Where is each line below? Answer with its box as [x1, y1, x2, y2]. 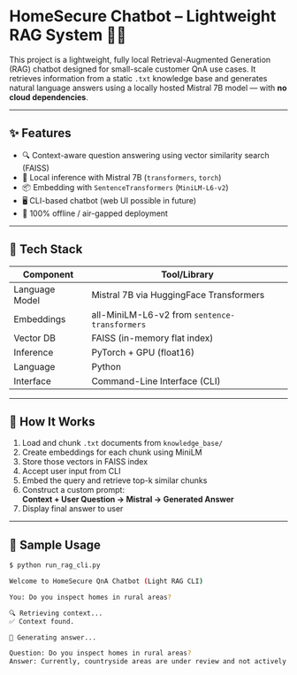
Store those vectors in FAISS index [21, 456, 148, 467]
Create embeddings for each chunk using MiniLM [21, 447, 202, 457]
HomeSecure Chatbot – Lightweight [9, 6, 277, 27]
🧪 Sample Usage [9, 537, 102, 552]
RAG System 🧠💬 [9, 25, 127, 45]
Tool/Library [160, 268, 214, 280]
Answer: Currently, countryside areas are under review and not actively [9, 657, 287, 666]
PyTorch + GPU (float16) [91, 346, 194, 358]
